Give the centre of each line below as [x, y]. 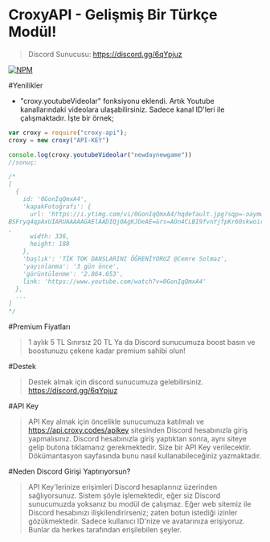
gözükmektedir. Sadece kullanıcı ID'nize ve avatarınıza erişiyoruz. [136, 521]
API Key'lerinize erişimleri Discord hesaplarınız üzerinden [123, 487]
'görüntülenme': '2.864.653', [74, 274]
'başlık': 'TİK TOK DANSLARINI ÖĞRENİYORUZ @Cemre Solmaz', [125, 259]
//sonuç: [23, 162]
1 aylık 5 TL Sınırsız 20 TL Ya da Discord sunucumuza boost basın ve [141, 343]
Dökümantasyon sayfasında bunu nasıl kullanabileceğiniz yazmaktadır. [145, 456]
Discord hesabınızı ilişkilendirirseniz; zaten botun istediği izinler [133, 513]
